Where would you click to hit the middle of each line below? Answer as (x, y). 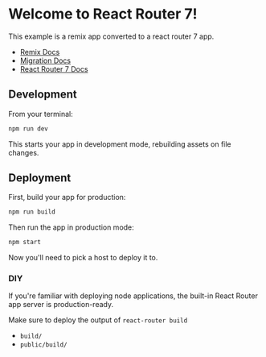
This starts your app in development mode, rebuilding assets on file (120, 144)
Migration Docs (45, 60)
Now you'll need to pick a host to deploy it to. (83, 258)
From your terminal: (41, 114)
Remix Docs (40, 52)
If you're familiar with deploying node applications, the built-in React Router (133, 296)
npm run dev (28, 129)
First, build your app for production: (67, 197)
